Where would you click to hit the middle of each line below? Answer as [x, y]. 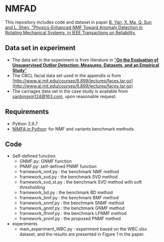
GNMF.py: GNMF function [46, 161]
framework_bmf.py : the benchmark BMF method [69, 198]
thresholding [32, 188]
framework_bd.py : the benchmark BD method [66, 192]
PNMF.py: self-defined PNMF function [58, 166]
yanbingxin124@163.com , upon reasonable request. [64, 96]
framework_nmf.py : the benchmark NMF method [69, 172]
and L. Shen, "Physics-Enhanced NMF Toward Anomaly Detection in [74, 27]
